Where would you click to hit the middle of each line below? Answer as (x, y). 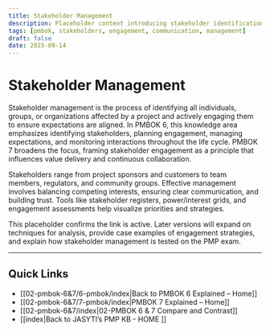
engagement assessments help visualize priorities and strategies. (117, 209)
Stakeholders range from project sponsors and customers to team (118, 174)
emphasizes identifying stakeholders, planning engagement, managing (125, 133)
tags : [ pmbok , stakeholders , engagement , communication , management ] (127, 31)
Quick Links (39, 274)
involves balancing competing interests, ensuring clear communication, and (133, 192)
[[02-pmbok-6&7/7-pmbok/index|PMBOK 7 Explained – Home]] (125, 301)
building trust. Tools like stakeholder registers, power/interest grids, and (127, 200)
